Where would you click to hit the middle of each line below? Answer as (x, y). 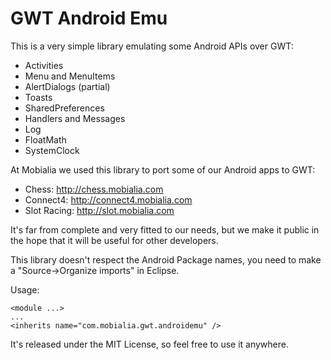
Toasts (38, 97)
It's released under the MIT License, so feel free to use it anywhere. (149, 344)
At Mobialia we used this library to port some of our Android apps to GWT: (163, 169)
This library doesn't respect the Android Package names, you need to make (166, 259)
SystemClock (52, 150)
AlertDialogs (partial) (67, 86)
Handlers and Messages (75, 118)
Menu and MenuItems (70, 76)
